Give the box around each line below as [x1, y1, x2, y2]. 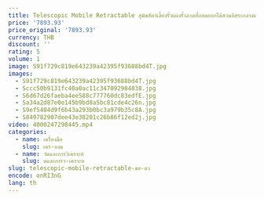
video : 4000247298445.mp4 [8, 121, 93, 128]
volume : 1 [8, 56, 41, 63]
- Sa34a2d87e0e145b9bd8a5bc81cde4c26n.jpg [15, 99, 156, 107]
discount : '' [8, 41, 51, 49]
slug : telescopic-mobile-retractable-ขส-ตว [8, 165, 151, 172]
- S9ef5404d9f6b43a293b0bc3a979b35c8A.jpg [15, 107, 156, 114]
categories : [8, 128, 47, 136]
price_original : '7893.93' [8, 26, 97, 34]
